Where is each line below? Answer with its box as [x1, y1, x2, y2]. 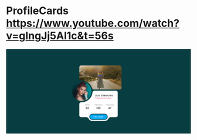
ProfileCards [6, 4, 69, 18]
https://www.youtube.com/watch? [6, 16, 180, 30]
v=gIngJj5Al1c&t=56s [6, 29, 114, 42]
